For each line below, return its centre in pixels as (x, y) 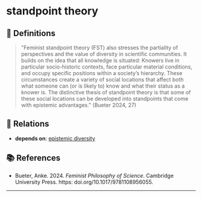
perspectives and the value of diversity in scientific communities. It (104, 54)
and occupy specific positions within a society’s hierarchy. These (102, 73)
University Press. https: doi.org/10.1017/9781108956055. (84, 182)
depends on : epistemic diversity (55, 138)
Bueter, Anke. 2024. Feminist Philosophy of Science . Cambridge (94, 175)
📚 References (33, 158)
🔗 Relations (28, 124)
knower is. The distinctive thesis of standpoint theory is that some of (106, 92)
